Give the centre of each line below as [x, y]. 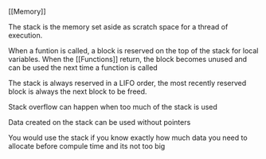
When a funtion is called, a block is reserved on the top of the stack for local [133, 50]
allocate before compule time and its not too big [87, 146]
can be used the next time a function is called [83, 68]
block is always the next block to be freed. [78, 91]
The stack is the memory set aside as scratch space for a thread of [118, 27]
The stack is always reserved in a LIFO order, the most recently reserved [127, 83]
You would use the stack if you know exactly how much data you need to [128, 138]
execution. [25, 35]
